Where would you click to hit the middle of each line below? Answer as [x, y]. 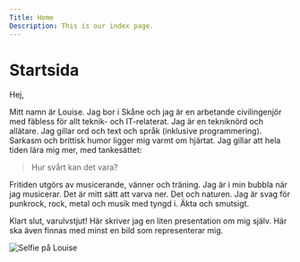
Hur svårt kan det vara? [74, 167]
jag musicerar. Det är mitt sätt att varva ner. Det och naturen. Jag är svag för [150, 194]
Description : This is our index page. [81, 26]
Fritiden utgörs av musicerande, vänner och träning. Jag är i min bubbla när [149, 185]
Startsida [44, 70]
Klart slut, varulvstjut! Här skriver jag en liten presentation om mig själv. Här [148, 221]
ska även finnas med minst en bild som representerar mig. [116, 231]
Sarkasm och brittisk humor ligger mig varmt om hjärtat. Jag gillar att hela [145, 140]
